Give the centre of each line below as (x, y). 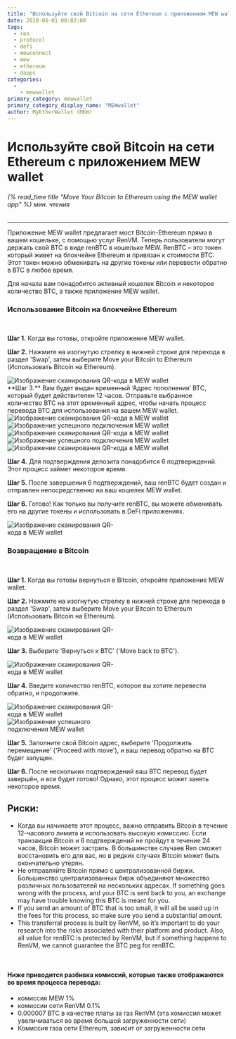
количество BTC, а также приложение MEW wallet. (83, 291)
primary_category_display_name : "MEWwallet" (73, 106)
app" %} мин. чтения (39, 204)
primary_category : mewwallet (50, 99)
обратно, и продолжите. (44, 693)
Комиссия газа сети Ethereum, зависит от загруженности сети (111, 1028)
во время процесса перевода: (54, 983)
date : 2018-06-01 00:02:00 (47, 20)
